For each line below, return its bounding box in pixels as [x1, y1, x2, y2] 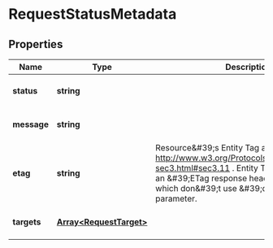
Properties [8, 37, 63, 51]
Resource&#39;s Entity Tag [155, 142, 260, 153]
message [12, 119, 49, 130]
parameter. [155, 193, 197, 204]
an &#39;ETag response [155, 172, 248, 184]
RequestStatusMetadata [8, 5, 177, 24]
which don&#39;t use [155, 183, 237, 194]
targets [12, 216, 41, 228]
